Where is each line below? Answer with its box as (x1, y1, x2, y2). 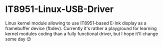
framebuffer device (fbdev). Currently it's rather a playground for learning (5, 25, 157, 31)
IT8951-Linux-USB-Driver (5, 3, 114, 15)
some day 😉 (5, 36, 31, 42)
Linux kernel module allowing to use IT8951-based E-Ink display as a (5, 20, 146, 26)
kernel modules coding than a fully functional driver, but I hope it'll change (5, 30, 158, 36)
